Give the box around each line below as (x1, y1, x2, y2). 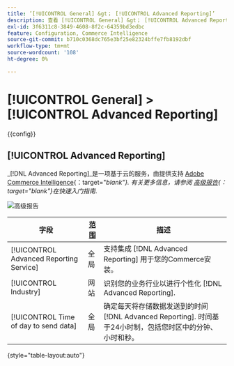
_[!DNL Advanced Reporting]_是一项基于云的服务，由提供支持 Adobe (7, 169, 204, 178)
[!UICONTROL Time (10, 312, 75, 321)
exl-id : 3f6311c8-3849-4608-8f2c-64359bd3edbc (7, 23, 145, 30)
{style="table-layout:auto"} (7, 351, 85, 359)
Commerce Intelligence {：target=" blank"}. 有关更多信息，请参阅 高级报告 (7, 178, 219, 186)
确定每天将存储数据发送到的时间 (103, 301, 209, 311)
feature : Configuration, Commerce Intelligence (7, 29, 148, 37)
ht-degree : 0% (7, 56, 49, 63)
